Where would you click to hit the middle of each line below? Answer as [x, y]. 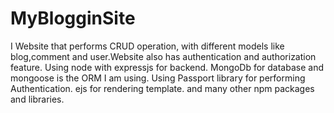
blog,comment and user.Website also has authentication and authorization [163, 56]
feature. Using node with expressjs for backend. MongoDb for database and [167, 67]
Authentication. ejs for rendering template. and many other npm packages [162, 88]
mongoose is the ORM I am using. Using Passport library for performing [158, 78]
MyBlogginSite [73, 18]
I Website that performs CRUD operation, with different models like [147, 46]
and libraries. [37, 99]
